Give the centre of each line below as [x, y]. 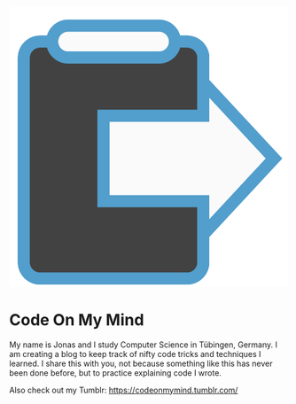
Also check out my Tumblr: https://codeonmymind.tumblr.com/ [124, 390]
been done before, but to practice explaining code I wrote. [115, 373]
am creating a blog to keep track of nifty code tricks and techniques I [135, 353]
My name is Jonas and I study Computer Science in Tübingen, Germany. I [143, 345]
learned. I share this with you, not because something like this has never [141, 363]
